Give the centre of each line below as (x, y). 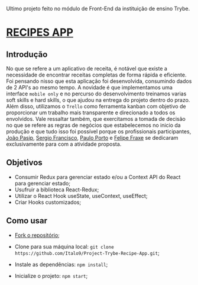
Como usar (27, 221)
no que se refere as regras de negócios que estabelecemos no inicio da (94, 125)
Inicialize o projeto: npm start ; (51, 276)
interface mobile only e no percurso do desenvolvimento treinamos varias (96, 94)
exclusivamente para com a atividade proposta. (64, 144)
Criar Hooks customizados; (48, 202)
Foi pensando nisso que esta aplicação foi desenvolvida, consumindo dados (99, 81)
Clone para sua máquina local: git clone (64, 246)
